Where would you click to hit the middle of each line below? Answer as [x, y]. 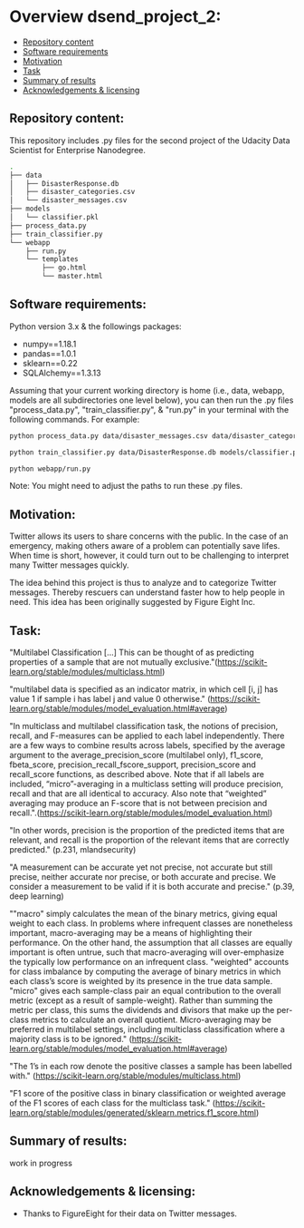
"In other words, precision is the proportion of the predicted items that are [147, 831]
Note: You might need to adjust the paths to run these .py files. [126, 486]
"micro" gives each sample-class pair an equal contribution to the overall [145, 991]
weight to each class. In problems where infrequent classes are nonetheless [151, 923]
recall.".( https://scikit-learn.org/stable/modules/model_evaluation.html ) [141, 813]
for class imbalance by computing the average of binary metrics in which [145, 971]
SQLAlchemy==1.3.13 [62, 373]
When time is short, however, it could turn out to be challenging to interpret [149, 556]
